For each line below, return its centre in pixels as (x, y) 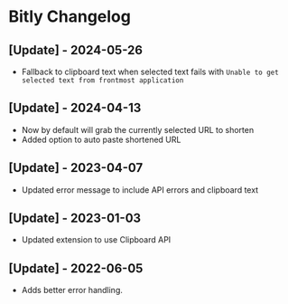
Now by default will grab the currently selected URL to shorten (138, 129)
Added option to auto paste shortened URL (101, 139)
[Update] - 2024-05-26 (76, 50)
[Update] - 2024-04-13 (75, 108)
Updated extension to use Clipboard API (96, 240)
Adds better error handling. (72, 290)
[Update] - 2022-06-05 (76, 268)
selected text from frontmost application (102, 81)
